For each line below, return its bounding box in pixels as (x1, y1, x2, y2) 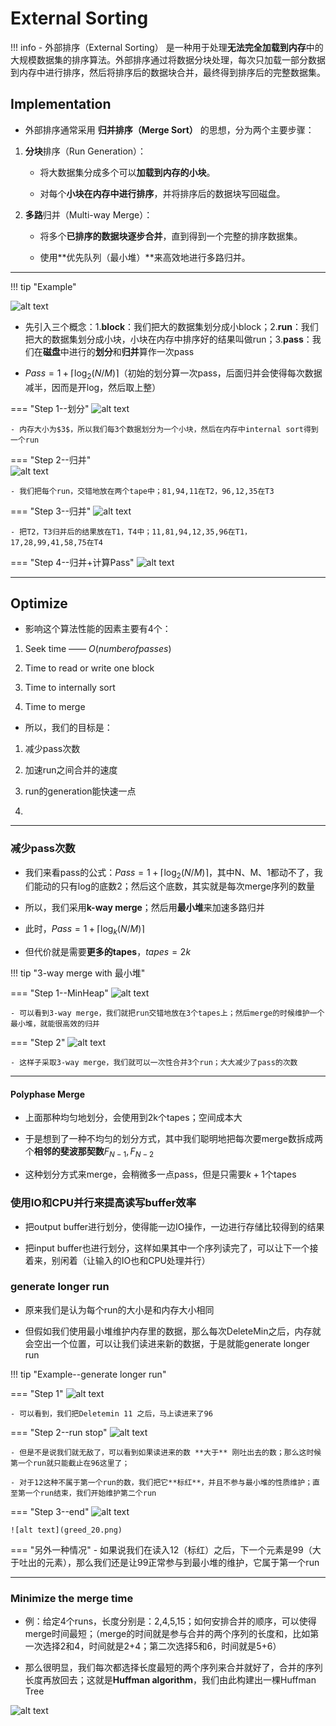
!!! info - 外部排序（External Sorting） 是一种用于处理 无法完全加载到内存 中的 (10, 41, 324, 53)
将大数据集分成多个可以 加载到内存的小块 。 (39, 166, 216, 178)
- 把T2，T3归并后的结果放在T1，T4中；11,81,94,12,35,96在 (10, 527, 236, 537)
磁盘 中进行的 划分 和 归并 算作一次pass (42, 345, 195, 357)
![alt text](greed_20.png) (10, 1525, 123, 1535)
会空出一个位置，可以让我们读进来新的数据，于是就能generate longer (24, 1337, 310, 1349)
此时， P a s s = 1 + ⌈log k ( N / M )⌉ (24, 923, 145, 937)
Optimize (10, 595, 68, 612)
